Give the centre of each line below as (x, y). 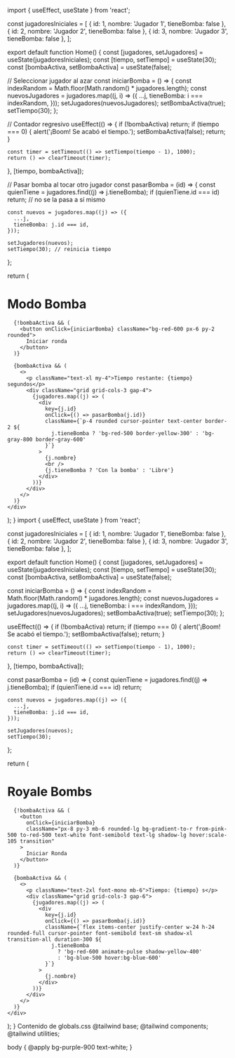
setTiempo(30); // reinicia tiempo (59, 249)
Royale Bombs (50, 792)
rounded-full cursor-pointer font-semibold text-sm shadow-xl (100, 933)
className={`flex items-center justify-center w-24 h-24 (130, 927)
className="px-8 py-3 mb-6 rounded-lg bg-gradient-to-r (109, 829)
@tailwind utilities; (34, 1033)
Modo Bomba (47, 304)
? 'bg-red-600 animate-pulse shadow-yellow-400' (129, 951)
